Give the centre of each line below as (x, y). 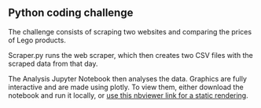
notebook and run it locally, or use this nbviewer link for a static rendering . (129, 95)
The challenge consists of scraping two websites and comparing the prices (130, 31)
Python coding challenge (71, 13)
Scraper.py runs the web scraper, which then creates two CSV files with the (130, 55)
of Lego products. (37, 40)
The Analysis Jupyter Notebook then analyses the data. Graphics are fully (128, 78)
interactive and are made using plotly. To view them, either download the (126, 87)
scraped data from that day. (53, 63)
